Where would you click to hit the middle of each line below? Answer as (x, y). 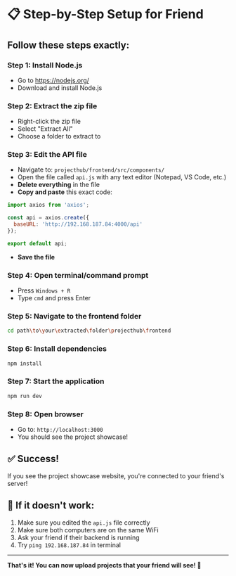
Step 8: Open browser (46, 414)
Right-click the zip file (49, 122)
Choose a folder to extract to (59, 136)
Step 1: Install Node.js (45, 65)
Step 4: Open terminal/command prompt (78, 275)
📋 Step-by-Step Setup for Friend (105, 14)
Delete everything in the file (59, 185)
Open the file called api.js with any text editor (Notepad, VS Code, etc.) (122, 177)
